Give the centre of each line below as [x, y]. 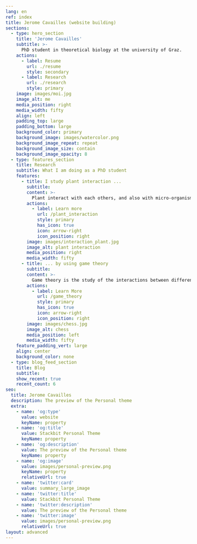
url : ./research [46, 83]
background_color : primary [49, 132]
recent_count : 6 [36, 384]
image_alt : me [33, 99]
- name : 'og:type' [39, 411]
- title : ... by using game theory [65, 264]
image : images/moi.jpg [44, 94]
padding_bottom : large [44, 127]
